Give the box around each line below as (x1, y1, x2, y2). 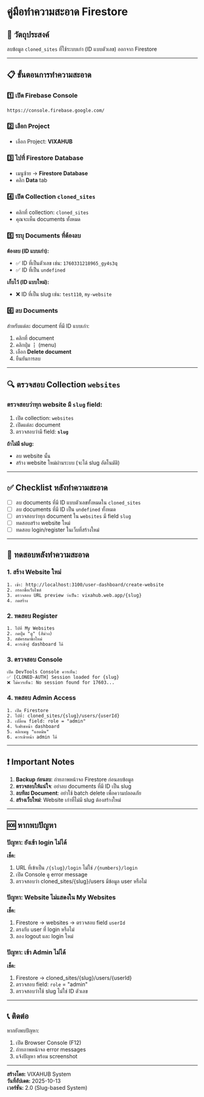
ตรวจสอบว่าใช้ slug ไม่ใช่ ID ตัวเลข (15, 987, 88, 995)
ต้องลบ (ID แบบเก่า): (7, 247, 49, 255)
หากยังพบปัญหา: (7, 1027, 40, 1035)
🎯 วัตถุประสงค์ (7, 29, 50, 39)
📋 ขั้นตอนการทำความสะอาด (7, 70, 91, 80)
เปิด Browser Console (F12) (15, 1039, 82, 1047)
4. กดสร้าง (7, 598, 28, 604)
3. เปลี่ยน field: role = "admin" (7, 718, 87, 724)
